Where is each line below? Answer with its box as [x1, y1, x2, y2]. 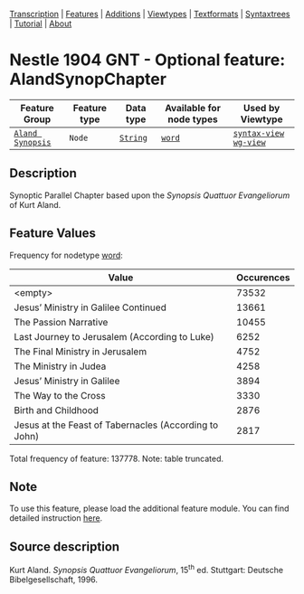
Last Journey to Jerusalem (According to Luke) [14, 330, 214, 343]
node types [167, 113, 219, 126]
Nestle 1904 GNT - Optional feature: [9, 50, 286, 71]
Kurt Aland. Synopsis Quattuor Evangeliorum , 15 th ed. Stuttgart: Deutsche [9, 563, 283, 575]
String [119, 132, 147, 143]
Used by [242, 101, 280, 114]
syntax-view [233, 127, 285, 138]
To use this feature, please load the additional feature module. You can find [9, 503, 290, 514]
